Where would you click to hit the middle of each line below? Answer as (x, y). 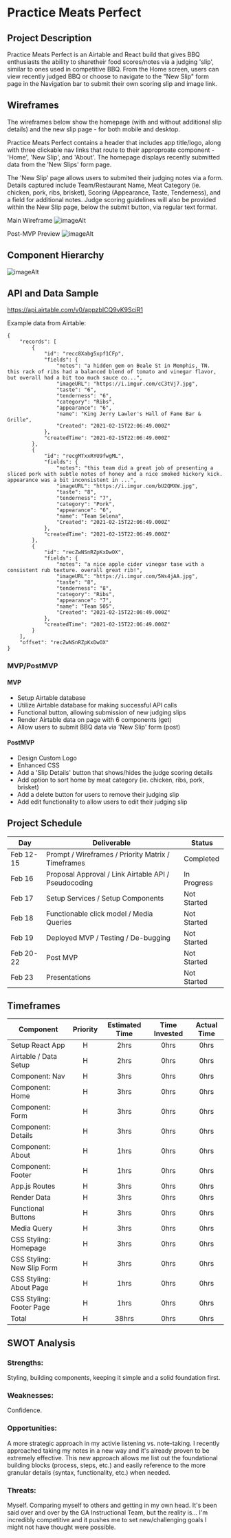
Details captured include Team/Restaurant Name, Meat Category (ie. (104, 185)
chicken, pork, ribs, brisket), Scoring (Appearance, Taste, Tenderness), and (114, 192)
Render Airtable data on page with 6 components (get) (94, 719)
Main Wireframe (30, 220)
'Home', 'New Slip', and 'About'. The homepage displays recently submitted (113, 157)
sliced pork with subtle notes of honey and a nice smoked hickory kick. (115, 474)
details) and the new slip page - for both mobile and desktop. (94, 129)
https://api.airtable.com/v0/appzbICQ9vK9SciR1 (75, 310)
